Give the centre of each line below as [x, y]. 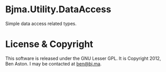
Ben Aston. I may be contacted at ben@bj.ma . [54, 64]
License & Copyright [49, 44]
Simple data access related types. [41, 23]
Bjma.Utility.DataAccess [58, 9]
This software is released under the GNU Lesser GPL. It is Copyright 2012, [83, 58]
